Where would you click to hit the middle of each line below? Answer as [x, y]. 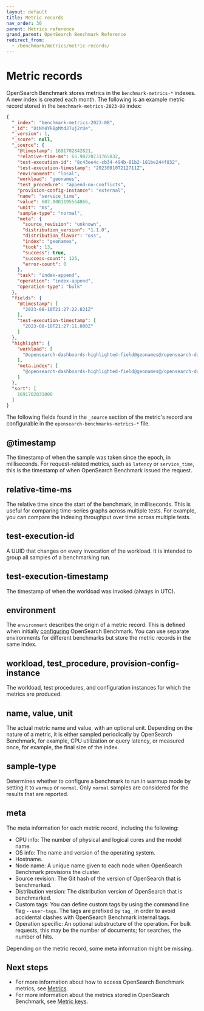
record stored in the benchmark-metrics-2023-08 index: [74, 106]
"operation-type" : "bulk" [50, 287]
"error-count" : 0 [44, 264]
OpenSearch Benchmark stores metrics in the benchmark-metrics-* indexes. [101, 93]
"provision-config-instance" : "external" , [72, 191]
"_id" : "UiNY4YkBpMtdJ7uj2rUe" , [53, 128]
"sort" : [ [24, 388]
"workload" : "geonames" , [49, 179]
